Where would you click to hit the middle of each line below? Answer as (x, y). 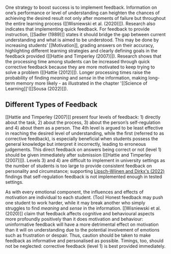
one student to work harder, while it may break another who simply (75, 202)
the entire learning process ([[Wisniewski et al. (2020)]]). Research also (80, 23)
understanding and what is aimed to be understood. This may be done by (82, 40)
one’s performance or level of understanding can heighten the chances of (82, 13)
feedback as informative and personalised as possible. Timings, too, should (84, 240)
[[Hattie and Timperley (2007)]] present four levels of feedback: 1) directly (83, 117)
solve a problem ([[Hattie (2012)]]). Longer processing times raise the (78, 72)
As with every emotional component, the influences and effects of (75, 192)
